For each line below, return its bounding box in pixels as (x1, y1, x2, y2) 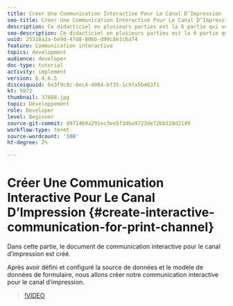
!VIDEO (24, 291, 45, 300)
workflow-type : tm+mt (7, 126, 70, 133)
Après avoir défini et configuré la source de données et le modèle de (7, 263, 203, 271)
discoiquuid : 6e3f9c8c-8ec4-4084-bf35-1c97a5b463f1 (7, 81, 159, 88)
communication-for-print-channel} (7, 219, 214, 235)
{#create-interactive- (88, 205, 215, 221)
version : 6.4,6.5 (7, 74, 58, 82)
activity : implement (7, 68, 67, 75)
